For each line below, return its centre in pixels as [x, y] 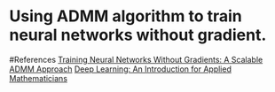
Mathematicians [39, 78]
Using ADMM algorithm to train [126, 16]
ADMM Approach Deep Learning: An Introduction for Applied [121, 69]
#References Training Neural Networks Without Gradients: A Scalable [136, 59]
